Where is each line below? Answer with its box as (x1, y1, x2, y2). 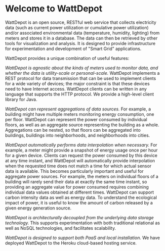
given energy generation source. (5, 205, 72, 211)
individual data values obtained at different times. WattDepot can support (5, 189, 154, 195)
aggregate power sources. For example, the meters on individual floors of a (5, 173, 159, 179)
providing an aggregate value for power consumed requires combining (5, 184, 149, 190)
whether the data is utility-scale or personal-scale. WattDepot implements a (5, 70, 160, 76)
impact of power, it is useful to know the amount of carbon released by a (5, 200, 153, 205)
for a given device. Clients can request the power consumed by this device (5, 152, 158, 158)
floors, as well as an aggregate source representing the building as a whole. (5, 122, 160, 128)
